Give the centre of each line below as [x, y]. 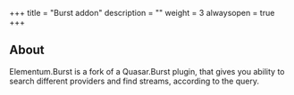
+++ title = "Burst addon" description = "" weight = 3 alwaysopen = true [142, 13]
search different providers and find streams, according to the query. [134, 81]
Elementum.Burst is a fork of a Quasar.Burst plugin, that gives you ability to [147, 71]
